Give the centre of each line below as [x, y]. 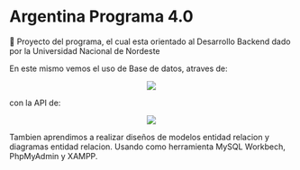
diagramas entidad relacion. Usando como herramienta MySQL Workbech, [148, 147]
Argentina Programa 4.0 [101, 17]
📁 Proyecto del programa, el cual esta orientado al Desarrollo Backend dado [150, 41]
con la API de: [35, 103]
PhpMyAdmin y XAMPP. [54, 156]
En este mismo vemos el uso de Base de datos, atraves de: [118, 68]
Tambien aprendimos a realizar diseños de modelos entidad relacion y [140, 137]
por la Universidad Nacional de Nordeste [85, 50]
